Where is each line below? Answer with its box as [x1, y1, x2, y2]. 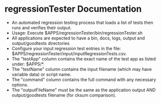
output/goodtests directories [11, 40, 69, 46]
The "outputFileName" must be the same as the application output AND [11, 87, 156, 93]
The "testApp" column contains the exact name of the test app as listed [11, 56, 156, 62]
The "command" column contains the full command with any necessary [11, 77, 156, 82]
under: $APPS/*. [11, 61, 45, 67]
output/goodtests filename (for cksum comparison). [11, 92, 116, 98]
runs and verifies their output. [11, 24, 72, 30]
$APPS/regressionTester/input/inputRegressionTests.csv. [11, 50, 127, 57]
